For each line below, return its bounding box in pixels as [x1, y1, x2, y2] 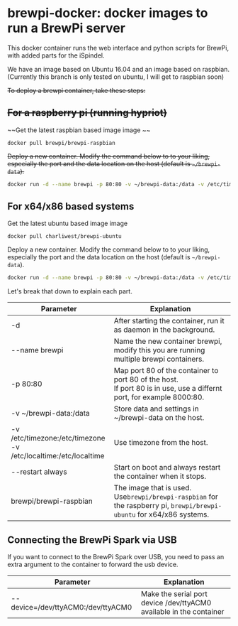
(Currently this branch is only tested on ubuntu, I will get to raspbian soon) [7, 72, 225, 81]
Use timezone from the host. [113, 438, 208, 448]
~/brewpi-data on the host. [113, 413, 205, 423]
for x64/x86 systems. [137, 509, 210, 519]
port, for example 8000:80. [113, 392, 205, 402]
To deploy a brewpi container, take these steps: [7, 86, 146, 95]
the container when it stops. [113, 471, 207, 481]
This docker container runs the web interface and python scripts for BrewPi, [7, 43, 229, 52]
